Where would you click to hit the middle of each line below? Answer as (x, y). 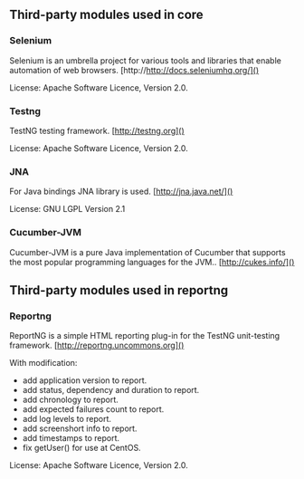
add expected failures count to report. (93, 409)
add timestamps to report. (71, 438)
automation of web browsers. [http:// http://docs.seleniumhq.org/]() (134, 70)
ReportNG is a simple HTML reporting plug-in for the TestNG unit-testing (145, 336)
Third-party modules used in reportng (119, 290)
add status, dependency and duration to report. (111, 390)
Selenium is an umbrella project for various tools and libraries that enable (146, 60)
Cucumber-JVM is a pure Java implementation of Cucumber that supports (148, 252)
